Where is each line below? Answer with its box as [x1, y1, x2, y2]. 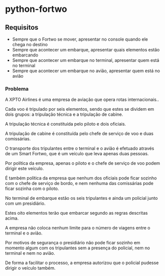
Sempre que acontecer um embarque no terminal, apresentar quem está [12, 57, 160, 63]
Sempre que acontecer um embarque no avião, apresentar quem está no [12, 68, 160, 74]
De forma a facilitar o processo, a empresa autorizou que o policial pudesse [5, 260, 159, 266]
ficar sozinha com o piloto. [5, 185, 59, 191]
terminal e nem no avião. [5, 250, 55, 256]
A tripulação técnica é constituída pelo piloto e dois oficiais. [5, 121, 127, 127]
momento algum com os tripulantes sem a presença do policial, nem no [5, 245, 150, 251]
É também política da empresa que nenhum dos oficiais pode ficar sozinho [5, 175, 157, 181]
